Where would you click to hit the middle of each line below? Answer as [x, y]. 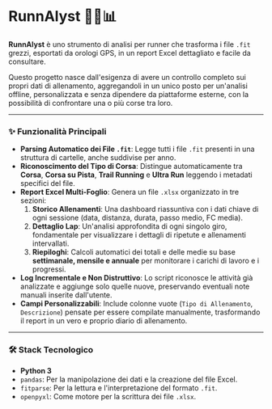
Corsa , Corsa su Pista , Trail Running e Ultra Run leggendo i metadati [136, 175]
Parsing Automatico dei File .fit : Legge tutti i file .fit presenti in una [137, 149]
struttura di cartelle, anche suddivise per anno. [98, 158]
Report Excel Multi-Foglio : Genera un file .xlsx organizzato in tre [130, 192]
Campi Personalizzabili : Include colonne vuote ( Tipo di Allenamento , [136, 304]
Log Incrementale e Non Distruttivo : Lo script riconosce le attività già [136, 278]
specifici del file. [47, 183]
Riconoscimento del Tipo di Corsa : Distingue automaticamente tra [131, 167]
